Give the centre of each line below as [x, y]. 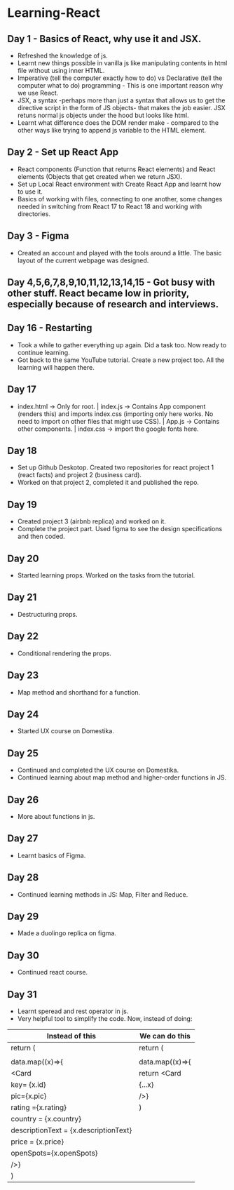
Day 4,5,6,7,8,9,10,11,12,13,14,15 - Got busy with [111, 282]
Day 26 [23, 800]
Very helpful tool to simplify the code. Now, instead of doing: [105, 1019]
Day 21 [22, 597]
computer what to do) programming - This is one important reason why [120, 85]
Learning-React [54, 13]
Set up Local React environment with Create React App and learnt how [119, 184]
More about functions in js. [56, 816]
